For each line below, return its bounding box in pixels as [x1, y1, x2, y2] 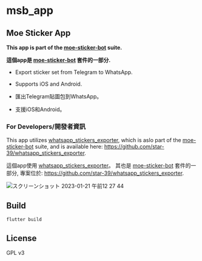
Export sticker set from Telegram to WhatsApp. [15, 69, 133, 76]
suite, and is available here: [35, 143, 103, 151]
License [6, 233, 37, 243]
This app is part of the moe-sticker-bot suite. [6, 44, 123, 51]
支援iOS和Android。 [15, 106, 66, 113]
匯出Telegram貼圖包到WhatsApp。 [15, 93, 103, 100]
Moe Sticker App [6, 28, 71, 38]
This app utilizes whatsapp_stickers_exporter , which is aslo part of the [6, 137, 181, 144]
